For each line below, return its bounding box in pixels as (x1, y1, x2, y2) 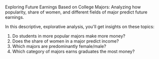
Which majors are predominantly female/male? (12, 44, 107, 49)
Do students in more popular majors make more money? (12, 33, 126, 39)
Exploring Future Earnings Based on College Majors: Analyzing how (5, 4, 141, 10)
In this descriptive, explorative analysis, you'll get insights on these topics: (5, 24, 155, 29)
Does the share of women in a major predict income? (12, 38, 119, 44)
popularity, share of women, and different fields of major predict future (5, 9, 148, 15)
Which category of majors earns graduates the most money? (12, 48, 135, 54)
